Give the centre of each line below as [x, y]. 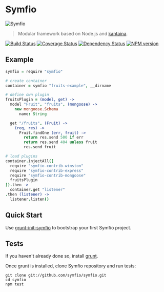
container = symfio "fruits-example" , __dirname [58, 86]
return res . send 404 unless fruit [60, 142]
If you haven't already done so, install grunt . [52, 256]
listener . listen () [30, 199]
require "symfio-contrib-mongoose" [48, 176]
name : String [33, 114]
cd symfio [16, 280]
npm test [15, 284]
